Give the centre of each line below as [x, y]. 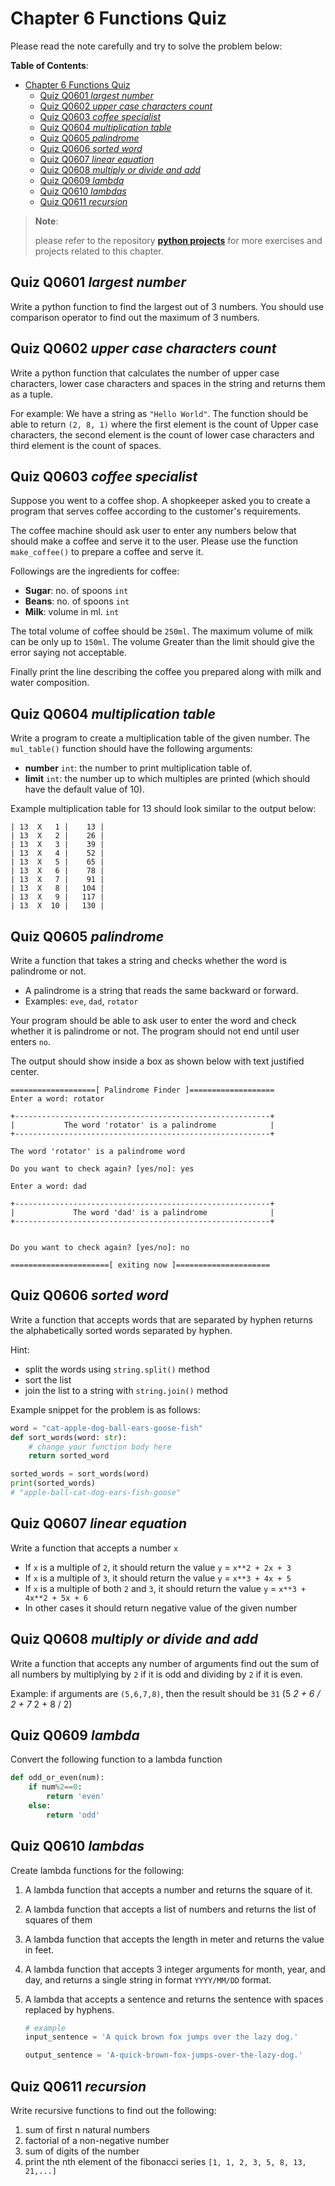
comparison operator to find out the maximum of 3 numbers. [135, 317]
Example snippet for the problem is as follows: [105, 1409]
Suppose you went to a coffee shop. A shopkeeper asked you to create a [160, 501]
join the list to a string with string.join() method [126, 1390]
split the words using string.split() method [117, 1369]
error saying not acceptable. [68, 653]
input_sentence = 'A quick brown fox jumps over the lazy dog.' [161, 2037]
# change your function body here [100, 1447]
